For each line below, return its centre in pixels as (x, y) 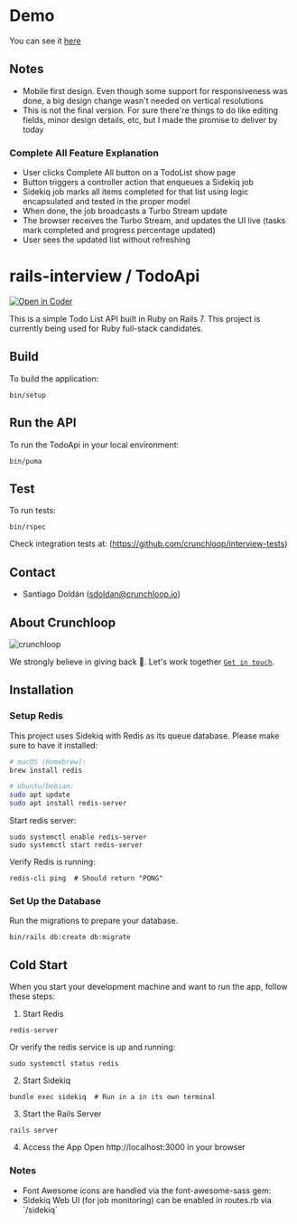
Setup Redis (37, 716)
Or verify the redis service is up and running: (93, 1047)
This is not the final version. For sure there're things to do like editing (150, 110)
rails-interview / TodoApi (105, 276)
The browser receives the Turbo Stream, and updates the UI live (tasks (154, 221)
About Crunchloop (62, 622)
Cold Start (38, 965)
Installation (42, 690)
